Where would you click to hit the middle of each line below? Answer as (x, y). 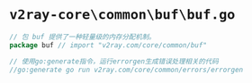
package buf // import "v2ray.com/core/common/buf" (108, 45)
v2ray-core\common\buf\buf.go (122, 15)
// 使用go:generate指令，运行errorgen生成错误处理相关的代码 (114, 61)
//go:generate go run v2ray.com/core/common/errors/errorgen (126, 70)
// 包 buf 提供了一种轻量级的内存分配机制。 (82, 37)
